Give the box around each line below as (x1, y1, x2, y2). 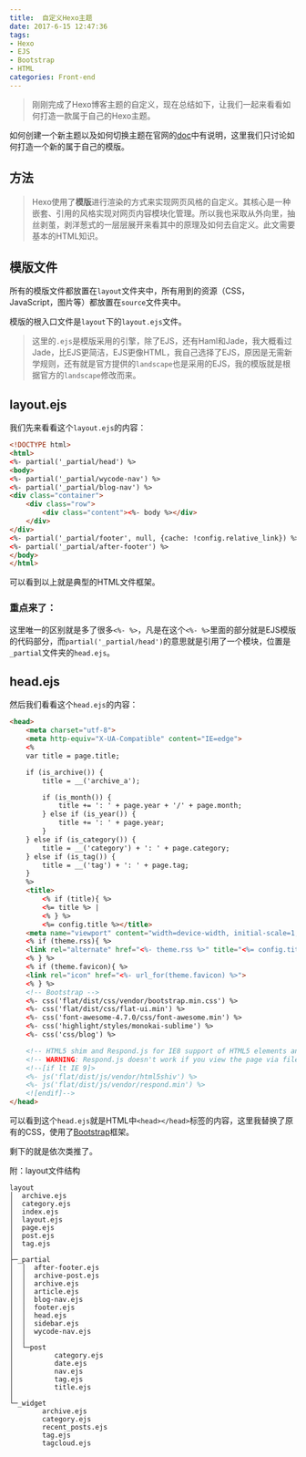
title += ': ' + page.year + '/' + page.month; (57, 801, 243, 811)
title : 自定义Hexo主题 (9, 13, 93, 23)
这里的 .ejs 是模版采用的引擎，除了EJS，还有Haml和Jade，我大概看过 (31, 336, 293, 346)
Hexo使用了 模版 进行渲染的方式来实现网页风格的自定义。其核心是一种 (31, 196, 291, 207)
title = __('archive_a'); (42, 776, 141, 785)
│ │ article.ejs (9, 1287, 79, 1297)
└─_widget (9, 1399, 47, 1409)
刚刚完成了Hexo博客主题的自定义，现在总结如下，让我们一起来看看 (31, 98, 283, 109)
